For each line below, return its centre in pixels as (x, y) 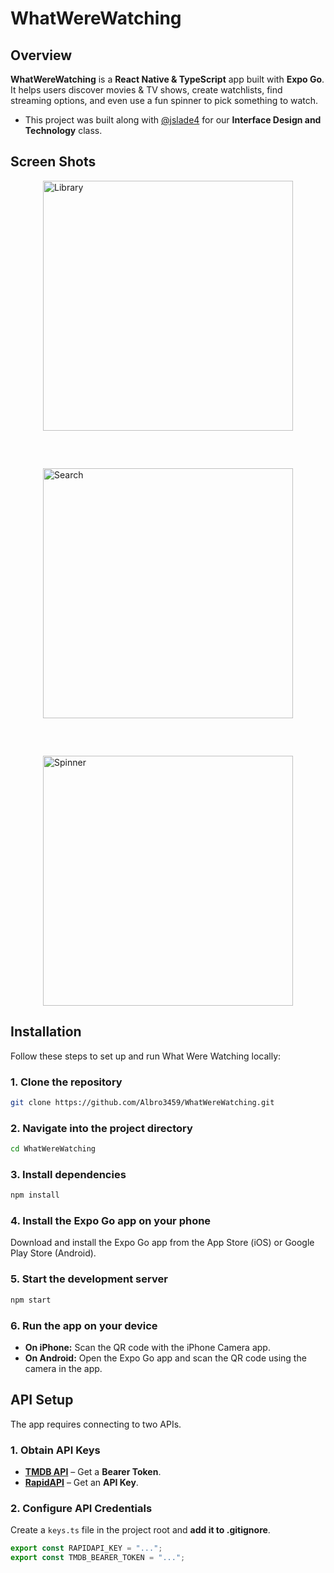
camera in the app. (63, 1368)
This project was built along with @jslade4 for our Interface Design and (173, 120)
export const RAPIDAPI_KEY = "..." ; (86, 1548)
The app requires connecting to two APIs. (96, 1424)
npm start (31, 1300)
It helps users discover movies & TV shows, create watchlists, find (146, 90)
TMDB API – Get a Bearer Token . (93, 1472)
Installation (46, 1032)
